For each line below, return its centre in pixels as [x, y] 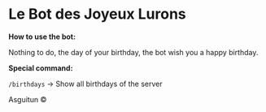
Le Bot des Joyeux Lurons [98, 14]
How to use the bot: [42, 37]
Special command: [41, 68]
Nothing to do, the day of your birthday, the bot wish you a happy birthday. [133, 52]
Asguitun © [28, 99]
